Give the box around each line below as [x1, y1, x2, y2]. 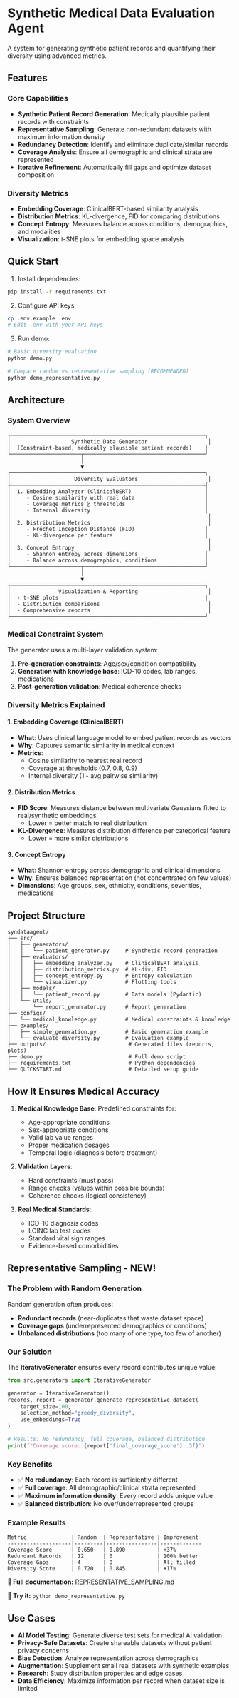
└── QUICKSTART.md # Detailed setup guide [7, 1066, 199, 1073]
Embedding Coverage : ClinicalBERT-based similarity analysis [17, 204, 198, 213]
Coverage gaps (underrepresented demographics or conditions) [17, 1321, 208, 1330]
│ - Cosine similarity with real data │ [7, 494, 208, 501]
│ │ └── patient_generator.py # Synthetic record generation [7, 947, 218, 954]
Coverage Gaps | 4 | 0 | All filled [7, 1559, 196, 1566]
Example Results [7, 1518, 66, 1528]
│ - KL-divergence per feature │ [7, 532, 208, 539]
